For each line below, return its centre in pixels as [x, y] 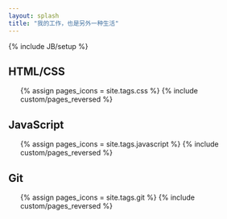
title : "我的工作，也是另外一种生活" [64, 23]
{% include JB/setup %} [48, 46]
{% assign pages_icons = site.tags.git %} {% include [107, 197]
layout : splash [34, 16]
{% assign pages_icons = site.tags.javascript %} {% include [119, 144]
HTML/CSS [37, 71]
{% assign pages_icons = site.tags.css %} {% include [109, 91]
